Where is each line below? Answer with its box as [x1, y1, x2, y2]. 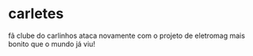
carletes [8, 5, 64, 23]
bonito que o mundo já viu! [8, 39, 96, 48]
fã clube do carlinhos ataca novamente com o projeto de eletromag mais [8, 31, 246, 40]
